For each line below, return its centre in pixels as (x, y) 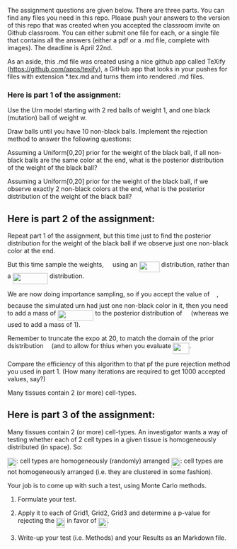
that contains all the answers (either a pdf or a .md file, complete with (109, 40)
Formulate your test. (47, 499)
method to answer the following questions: (70, 139)
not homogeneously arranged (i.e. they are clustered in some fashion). (110, 472)
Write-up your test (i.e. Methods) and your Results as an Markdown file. (122, 538)
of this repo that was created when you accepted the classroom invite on (114, 25)
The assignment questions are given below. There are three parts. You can (116, 10)
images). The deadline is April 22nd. (60, 48)
